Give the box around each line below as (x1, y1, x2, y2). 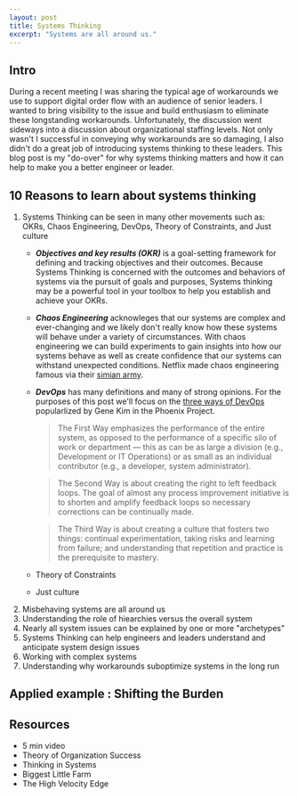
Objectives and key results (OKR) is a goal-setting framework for (35, 248, 277, 259)
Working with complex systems (21, 652, 138, 662)
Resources (9, 717, 70, 732)
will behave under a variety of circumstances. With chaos (35, 332, 246, 341)
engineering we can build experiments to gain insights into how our (35, 341, 282, 351)
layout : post (9, 12, 58, 22)
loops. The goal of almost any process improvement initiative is (57, 488, 289, 498)
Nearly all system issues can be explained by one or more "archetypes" (21, 623, 286, 633)
